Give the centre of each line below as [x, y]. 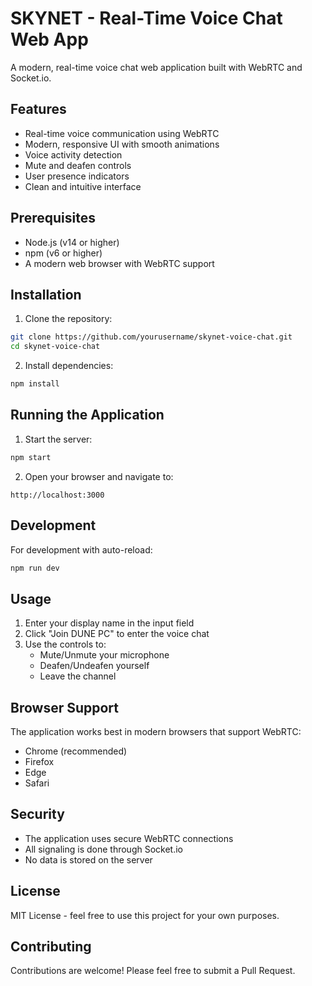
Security [37, 814]
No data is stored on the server [88, 859]
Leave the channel [78, 676]
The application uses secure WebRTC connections [129, 838]
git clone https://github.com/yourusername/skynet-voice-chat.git [151, 337]
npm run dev [35, 568]
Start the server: [58, 439]
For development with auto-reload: [81, 549]
